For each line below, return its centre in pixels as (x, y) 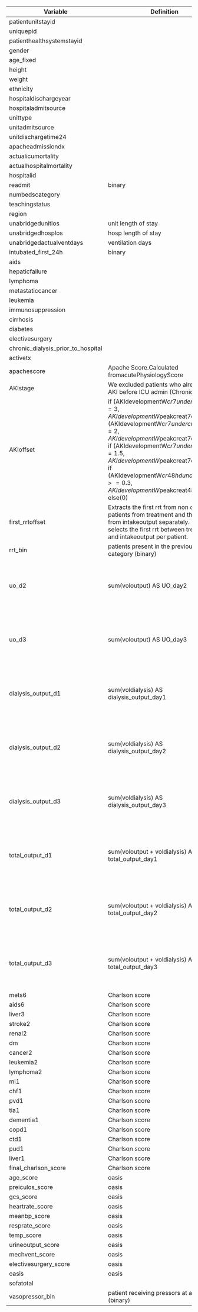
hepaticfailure (28, 271)
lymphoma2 (26, 1072)
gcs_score (23, 1197)
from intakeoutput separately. (149, 522)
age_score (24, 1177)
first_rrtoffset (27, 522)
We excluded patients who (145, 385)
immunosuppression (37, 310)
